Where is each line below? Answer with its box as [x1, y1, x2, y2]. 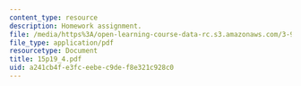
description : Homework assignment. [9, 21, 142, 30]
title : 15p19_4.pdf [9, 55, 82, 64]
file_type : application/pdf [9, 38, 115, 47]
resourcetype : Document [9, 47, 99, 56]
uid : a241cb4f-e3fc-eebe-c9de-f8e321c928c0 [9, 64, 175, 73]
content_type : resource [9, 13, 99, 22]
